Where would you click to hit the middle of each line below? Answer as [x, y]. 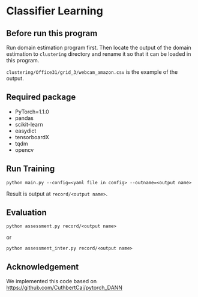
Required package [41, 97]
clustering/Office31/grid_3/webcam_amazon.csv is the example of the [92, 72]
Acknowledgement [43, 267]
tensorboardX [32, 137]
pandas [24, 118]
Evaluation [26, 213]
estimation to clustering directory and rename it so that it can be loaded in [99, 54]
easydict [25, 131]
